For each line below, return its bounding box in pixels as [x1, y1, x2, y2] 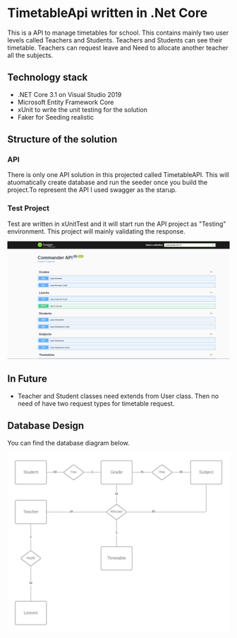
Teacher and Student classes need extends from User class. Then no [17, 392, 219, 400]
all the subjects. [7, 51, 54, 59]
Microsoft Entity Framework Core [17, 98, 114, 106]
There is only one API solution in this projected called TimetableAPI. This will [7, 171, 229, 179]
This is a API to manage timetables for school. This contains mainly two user [7, 28, 229, 37]
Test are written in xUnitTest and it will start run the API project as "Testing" [7, 220, 226, 228]
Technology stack [7, 72, 88, 84]
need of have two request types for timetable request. [17, 399, 175, 408]
